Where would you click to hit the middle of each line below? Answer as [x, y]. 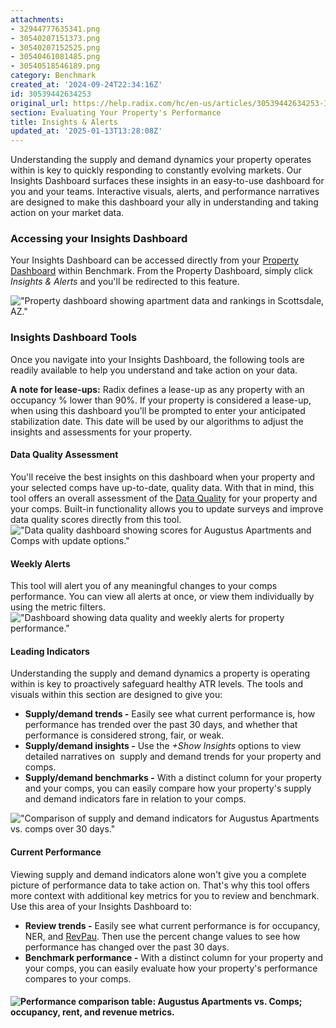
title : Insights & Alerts [64, 122]
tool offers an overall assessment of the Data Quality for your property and [164, 498]
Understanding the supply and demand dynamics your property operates [161, 160]
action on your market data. [67, 213]
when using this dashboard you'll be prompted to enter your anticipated [158, 410]
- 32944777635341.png [55, 29]
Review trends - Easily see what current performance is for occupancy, [172, 925]
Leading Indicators [50, 651]
